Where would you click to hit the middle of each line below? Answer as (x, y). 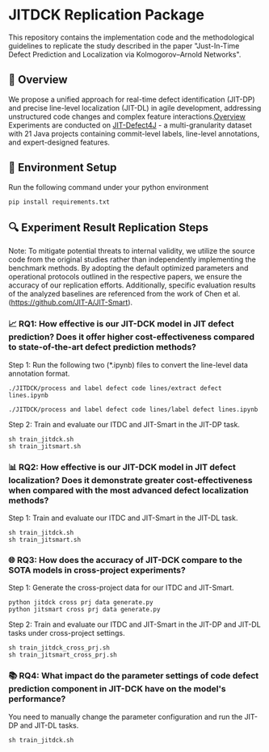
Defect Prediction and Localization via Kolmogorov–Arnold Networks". (125, 54)
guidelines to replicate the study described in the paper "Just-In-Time (124, 45)
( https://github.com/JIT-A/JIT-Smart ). (71, 302)
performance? (37, 699)
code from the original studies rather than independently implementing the (132, 259)
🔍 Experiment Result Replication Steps (108, 227)
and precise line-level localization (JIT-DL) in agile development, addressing (135, 107)
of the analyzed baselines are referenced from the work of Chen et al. (124, 294)
